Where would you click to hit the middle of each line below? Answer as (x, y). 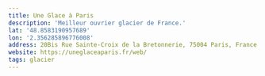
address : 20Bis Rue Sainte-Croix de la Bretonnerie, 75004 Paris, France (133, 45)
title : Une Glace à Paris (51, 15)
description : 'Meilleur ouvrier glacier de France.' (97, 23)
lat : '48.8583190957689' (49, 30)
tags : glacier (32, 60)
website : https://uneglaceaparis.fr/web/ (78, 52)
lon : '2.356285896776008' (51, 38)
